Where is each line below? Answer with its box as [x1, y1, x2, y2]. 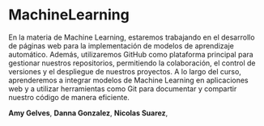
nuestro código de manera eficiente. [8, 92, 130, 102]
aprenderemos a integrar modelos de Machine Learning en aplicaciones [8, 75, 249, 85]
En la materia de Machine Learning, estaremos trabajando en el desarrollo [8, 32, 255, 42]
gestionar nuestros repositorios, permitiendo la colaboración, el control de [8, 58, 256, 68]
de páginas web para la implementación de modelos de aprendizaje [8, 40, 235, 50]
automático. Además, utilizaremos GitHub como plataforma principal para [8, 49, 253, 59]
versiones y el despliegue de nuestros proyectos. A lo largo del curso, [8, 66, 241, 76]
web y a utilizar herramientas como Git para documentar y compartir [8, 83, 237, 94]
